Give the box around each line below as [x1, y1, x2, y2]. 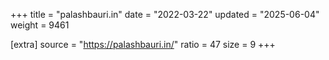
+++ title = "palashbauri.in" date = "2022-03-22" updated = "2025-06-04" [10, 9, 320, 20]
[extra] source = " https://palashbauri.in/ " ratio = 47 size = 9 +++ [10, 39, 276, 50]
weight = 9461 [10, 19, 70, 31]
